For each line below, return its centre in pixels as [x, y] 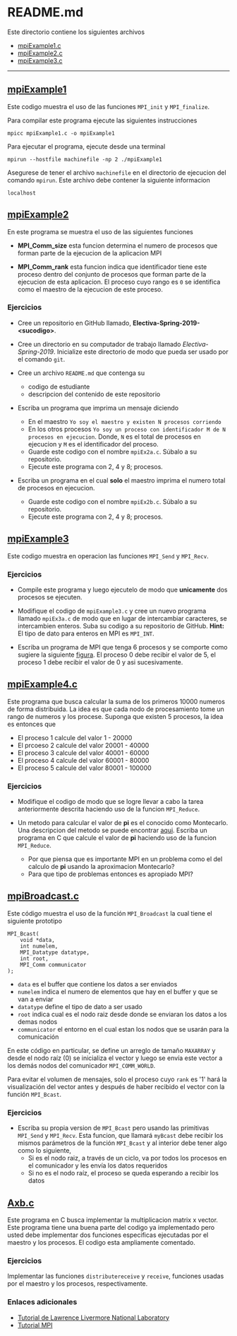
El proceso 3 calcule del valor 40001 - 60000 [83, 753]
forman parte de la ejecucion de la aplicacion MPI [90, 253]
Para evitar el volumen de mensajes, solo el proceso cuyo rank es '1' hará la [117, 1079]
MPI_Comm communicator [53, 964]
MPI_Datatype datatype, [55, 952]
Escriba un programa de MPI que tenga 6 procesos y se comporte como [122, 647]
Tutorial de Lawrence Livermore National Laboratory [93, 1318]
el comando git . [41, 359]
